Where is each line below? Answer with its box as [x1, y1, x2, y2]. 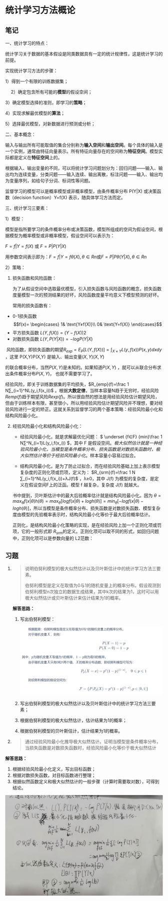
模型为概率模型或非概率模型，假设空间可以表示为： [9, 233, 115, 238]
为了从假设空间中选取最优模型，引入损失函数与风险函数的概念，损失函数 [12, 286, 161, 291]
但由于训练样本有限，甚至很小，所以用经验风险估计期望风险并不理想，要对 [5, 400, 158, 406]
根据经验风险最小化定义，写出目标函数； [12, 766, 96, 772]
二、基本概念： [5, 131, 36, 137]
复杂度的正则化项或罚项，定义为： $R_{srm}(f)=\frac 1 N [19, 469, 136, 475]
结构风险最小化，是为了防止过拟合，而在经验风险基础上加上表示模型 [19, 463, 160, 469]
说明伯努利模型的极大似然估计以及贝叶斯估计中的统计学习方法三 [24, 566, 156, 572]
